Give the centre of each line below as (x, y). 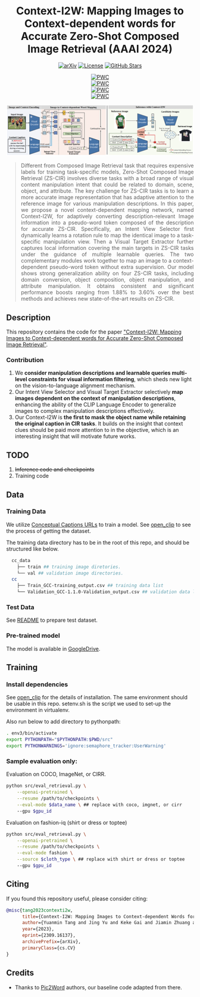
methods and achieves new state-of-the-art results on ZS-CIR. (98, 299)
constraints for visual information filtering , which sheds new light (110, 379)
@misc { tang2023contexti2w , (40, 910)
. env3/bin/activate (32, 733)
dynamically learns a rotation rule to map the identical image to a (100, 235)
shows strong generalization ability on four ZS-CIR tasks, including (107, 273)
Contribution (25, 360)
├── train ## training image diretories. (69, 567)
